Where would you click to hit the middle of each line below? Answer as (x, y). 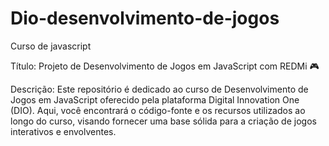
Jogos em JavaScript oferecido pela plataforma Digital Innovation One (155, 99)
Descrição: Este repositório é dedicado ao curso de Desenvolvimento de (159, 89)
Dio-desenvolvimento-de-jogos (145, 18)
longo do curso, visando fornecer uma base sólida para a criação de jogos (163, 121)
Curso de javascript (51, 46)
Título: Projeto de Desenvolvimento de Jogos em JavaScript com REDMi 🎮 (165, 66)
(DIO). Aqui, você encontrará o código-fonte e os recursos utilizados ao (158, 110)
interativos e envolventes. (63, 131)
